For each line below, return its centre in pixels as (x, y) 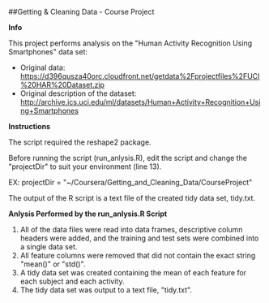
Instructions (30, 126)
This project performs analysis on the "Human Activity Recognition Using (130, 43)
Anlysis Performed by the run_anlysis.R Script (88, 214)
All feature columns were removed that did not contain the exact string (138, 255)
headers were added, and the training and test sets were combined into (139, 238)
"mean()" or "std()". (53, 264)
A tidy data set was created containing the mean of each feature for (133, 273)
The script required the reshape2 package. (80, 142)
